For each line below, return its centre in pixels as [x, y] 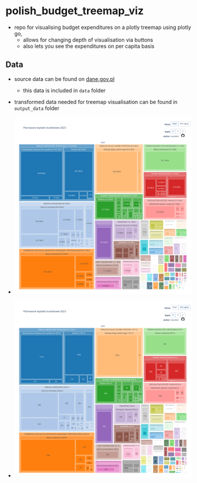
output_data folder [37, 108]
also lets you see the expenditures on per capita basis [89, 46]
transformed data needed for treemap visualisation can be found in [96, 102]
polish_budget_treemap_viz [75, 11]
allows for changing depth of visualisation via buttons [88, 40]
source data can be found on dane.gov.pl [64, 79]
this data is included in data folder [64, 90]
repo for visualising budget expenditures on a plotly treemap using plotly [103, 27]
